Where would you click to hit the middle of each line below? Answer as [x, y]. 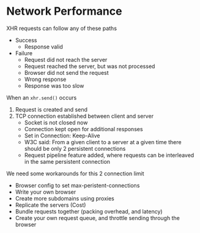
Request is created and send [51, 109]
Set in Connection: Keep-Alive [62, 136]
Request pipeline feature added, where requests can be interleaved [109, 155]
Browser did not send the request [66, 72]
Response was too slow [54, 86]
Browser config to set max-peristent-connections [77, 185]
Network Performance [64, 11]
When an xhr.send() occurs [42, 97]
